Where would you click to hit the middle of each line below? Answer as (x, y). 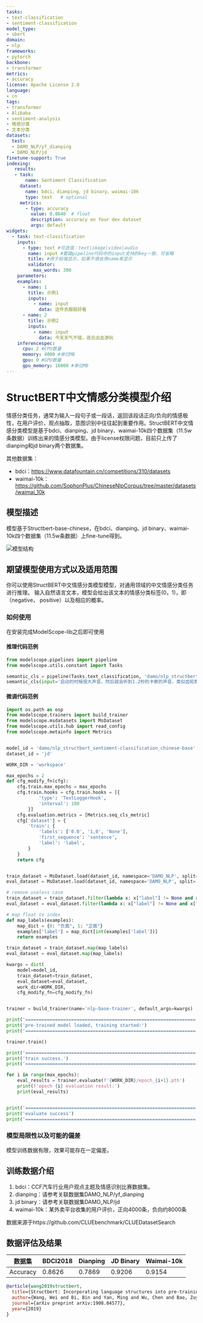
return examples (38, 937)
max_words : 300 (52, 270)
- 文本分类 (18, 130)
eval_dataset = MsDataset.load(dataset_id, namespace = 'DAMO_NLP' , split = (101, 882)
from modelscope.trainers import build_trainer (67, 715)
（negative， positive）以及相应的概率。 (57, 600)
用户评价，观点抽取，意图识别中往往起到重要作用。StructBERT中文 (105, 423)
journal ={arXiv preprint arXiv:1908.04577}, (69, 1303)
